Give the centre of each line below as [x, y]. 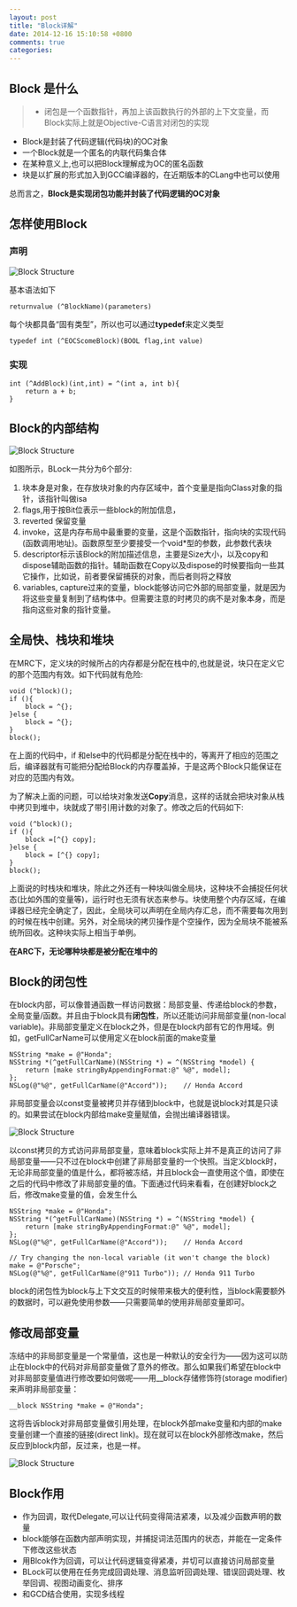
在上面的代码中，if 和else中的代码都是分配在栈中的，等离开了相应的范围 [140, 755]
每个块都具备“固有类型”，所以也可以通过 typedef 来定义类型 [117, 324]
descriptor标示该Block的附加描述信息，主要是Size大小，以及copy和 [145, 554]
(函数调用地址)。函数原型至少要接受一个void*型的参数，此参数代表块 [147, 542]
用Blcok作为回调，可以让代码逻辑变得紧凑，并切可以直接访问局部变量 [148, 1560]
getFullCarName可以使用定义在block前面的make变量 [120, 1038]
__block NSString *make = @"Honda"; [76, 1406]
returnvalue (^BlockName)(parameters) [80, 307]
